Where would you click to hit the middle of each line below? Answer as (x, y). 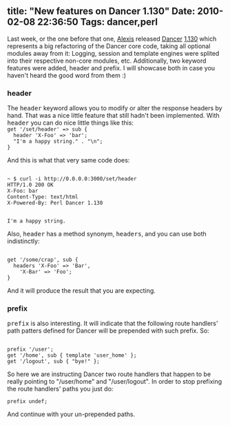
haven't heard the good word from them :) (66, 75)
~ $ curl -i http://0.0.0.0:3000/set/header (72, 179)
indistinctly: (23, 241)
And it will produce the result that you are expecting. (82, 291)
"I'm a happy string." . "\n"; (58, 142)
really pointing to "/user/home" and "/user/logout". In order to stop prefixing (115, 382)
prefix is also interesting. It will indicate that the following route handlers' (113, 324)
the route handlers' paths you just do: (60, 389)
